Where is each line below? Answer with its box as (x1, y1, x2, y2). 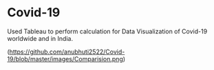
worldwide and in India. (7, 34, 74, 42)
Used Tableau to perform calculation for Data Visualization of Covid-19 (7, 27, 208, 35)
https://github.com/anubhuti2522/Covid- (9, 48, 125, 56)
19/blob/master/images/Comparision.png (7, 54, 124, 63)
